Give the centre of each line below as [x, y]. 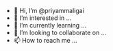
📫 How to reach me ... [45, 40]
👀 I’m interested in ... [42, 18]
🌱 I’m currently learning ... [50, 25]
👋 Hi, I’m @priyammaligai [49, 11]
